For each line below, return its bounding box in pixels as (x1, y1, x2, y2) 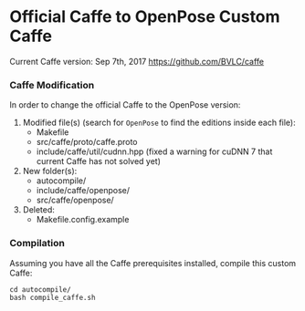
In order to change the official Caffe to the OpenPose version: (9, 99, 241, 110)
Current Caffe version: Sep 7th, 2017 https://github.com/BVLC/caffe (9, 56, 265, 67)
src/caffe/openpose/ (36, 194, 114, 206)
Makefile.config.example (36, 214, 130, 225)
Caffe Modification (9, 78, 95, 91)
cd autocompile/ (9, 285, 71, 294)
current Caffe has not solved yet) (36, 156, 162, 167)
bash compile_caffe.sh (9, 293, 96, 302)
